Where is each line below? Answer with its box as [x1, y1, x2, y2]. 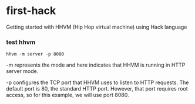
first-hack [6, 4, 56, 18]
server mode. [6, 68, 39, 75]
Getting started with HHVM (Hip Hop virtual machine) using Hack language [6, 23, 187, 30]
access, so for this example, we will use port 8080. [6, 92, 129, 99]
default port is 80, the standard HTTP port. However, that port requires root [6, 85, 188, 92]
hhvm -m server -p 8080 [6, 51, 65, 57]
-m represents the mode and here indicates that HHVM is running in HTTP [6, 61, 186, 68]
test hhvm [6, 38, 36, 46]
